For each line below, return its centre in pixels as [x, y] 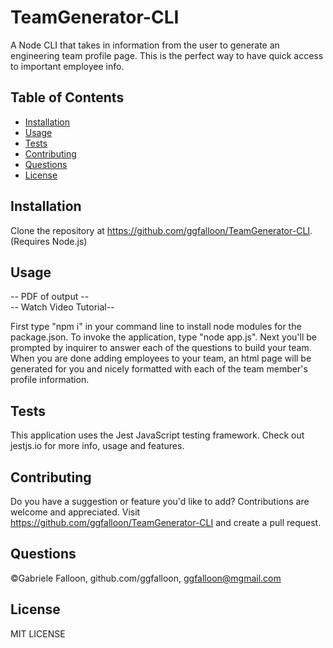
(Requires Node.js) [49, 241]
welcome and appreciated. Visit [75, 512]
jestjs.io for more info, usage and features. [97, 446]
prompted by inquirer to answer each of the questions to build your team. [161, 348]
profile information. [50, 380]
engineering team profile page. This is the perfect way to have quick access [167, 55]
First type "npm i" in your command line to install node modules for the [156, 327]
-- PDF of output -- [50, 297]
